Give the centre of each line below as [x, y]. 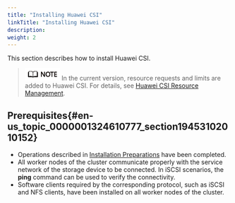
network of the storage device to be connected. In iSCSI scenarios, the [121, 170]
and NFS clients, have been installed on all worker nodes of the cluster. [121, 192]
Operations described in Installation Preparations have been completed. [122, 155]
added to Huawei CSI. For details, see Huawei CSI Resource [112, 86]
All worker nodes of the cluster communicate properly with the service [120, 162]
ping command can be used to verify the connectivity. [96, 178]
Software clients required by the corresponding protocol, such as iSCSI [121, 185]
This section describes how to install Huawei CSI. [79, 58]
